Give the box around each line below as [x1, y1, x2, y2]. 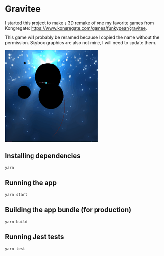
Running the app [5, 179, 57, 187]
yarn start [5, 192, 28, 197]
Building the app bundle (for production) [5, 205, 131, 214]
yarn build [5, 219, 28, 224]
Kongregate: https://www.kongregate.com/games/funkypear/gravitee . [5, 25, 147, 31]
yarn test [5, 246, 26, 252]
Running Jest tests [5, 232, 64, 241]
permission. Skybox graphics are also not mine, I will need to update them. [5, 39, 157, 45]
